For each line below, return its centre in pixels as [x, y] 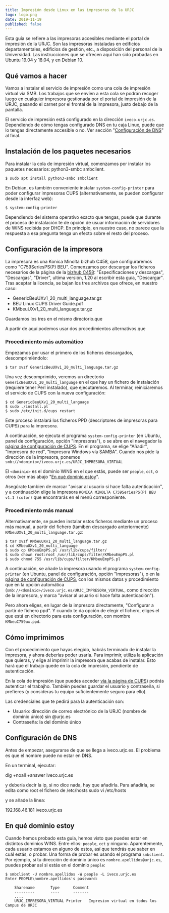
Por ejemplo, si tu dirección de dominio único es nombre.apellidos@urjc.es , [84, 859]
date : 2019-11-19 [23, 19]
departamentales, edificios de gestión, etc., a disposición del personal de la [84, 49]
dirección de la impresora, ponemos [43, 457]
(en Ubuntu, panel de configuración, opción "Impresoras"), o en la [91, 574]
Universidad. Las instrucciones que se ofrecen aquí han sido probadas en [82, 55]
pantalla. [14, 110]
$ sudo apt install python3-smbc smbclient [52, 178]
